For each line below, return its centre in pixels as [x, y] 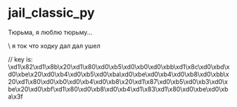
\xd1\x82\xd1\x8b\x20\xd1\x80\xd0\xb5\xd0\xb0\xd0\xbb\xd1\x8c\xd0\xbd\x [119, 66]
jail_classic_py [51, 13]
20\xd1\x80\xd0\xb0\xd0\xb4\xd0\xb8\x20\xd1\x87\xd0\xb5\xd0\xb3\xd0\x [118, 81]
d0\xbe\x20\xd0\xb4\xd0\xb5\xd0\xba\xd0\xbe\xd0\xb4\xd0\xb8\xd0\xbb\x [118, 74]
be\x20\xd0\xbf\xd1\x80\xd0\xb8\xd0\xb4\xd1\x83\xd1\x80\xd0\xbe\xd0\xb [118, 89]
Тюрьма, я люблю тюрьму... [50, 32]
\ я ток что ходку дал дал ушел [54, 45]
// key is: [20, 59]
